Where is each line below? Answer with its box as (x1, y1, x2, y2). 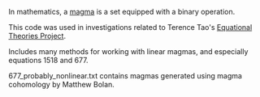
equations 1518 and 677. (8, 56, 89, 65)
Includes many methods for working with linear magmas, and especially (8, 47, 249, 56)
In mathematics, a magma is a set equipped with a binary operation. (8, 7, 236, 16)
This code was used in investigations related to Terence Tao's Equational (8, 23, 253, 32)
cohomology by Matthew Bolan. (8, 80, 115, 89)
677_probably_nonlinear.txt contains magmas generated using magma (8, 71, 242, 80)
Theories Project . (8, 32, 67, 40)
